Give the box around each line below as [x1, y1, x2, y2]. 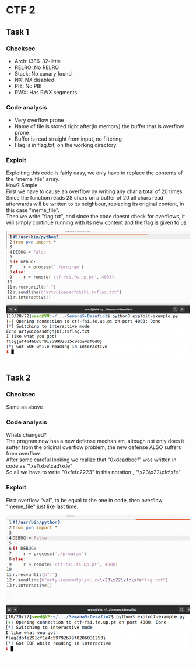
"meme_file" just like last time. [6, 503, 79, 510]
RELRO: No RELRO [14, 64, 60, 71]
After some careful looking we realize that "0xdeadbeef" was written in [6, 456, 177, 463]
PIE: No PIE [14, 83, 42, 90]
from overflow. [6, 450, 41, 457]
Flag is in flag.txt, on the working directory [14, 142, 117, 149]
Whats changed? [6, 431, 47, 439]
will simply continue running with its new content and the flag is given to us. [6, 219, 188, 226]
